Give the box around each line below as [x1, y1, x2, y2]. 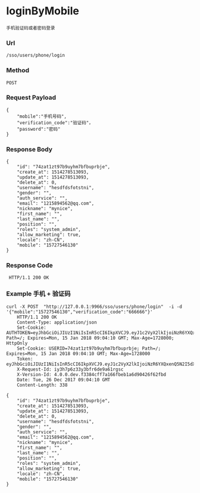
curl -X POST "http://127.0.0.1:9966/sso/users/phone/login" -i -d [6, 303, 183, 310]
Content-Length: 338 [17, 382, 68, 388]
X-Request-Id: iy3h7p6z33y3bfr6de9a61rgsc [17, 366, 124, 372]
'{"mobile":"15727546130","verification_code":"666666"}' [6, 309, 153, 315]
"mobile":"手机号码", [17, 113, 67, 119]
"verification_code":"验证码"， [17, 119, 93, 126]
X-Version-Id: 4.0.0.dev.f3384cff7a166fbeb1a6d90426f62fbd [17, 371, 167, 377]
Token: [17, 356, 33, 362]
